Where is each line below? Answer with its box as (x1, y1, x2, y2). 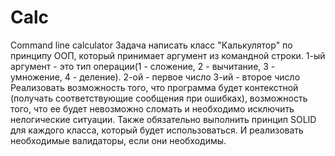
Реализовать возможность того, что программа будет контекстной (10, 81, 299, 93)
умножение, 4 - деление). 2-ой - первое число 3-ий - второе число (10, 71, 301, 83)
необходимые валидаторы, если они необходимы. (10, 134, 227, 146)
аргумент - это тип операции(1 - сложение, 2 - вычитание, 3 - (10, 60, 276, 72)
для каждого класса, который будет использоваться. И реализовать (10, 124, 304, 136)
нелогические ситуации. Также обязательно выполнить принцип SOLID (10, 113, 317, 125)
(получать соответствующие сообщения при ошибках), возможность (10, 92, 308, 104)
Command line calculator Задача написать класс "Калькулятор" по (10, 39, 293, 51)
